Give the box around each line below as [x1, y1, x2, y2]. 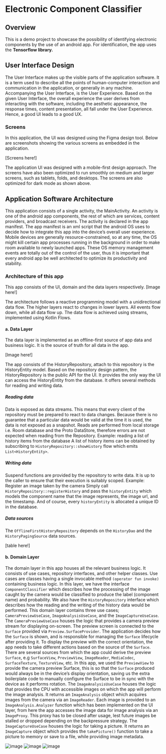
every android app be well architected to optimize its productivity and [5, 255, 147, 261]
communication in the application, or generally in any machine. [5, 85, 133, 91]
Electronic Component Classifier [5, 3, 142, 15]
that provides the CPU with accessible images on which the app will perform [5, 686, 161, 692]
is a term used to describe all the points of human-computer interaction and [5, 79, 160, 85]
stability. [5, 260, 22, 266]
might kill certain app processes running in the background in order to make [5, 239, 160, 245]
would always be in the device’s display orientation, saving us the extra [5, 670, 150, 676]
